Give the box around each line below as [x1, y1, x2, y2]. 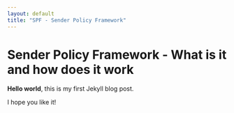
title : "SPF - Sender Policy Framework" [7, 17, 127, 24]
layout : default [7, 10, 54, 17]
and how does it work [7, 61, 134, 77]
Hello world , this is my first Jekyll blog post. [7, 84, 134, 93]
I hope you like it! [7, 98, 57, 107]
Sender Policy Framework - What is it [7, 47, 227, 63]
